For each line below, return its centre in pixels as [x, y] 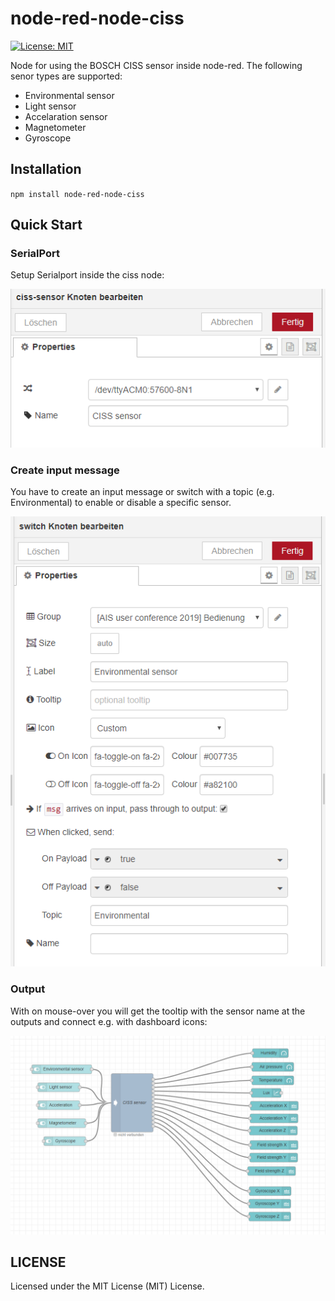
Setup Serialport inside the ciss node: [87, 275]
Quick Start [46, 225]
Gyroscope [48, 138]
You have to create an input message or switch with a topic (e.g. [142, 492]
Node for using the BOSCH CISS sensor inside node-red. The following [156, 65]
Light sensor [50, 106]
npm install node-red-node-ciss [77, 194]
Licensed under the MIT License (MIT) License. [107, 1286]
